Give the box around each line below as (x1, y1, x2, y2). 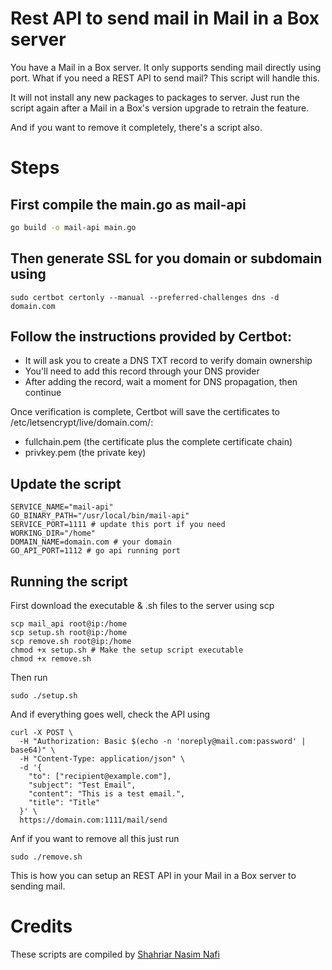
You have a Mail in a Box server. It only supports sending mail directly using (10, 61, 322, 73)
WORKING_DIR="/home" (10, 528, 97, 539)
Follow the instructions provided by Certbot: (10, 328, 293, 346)
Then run (10, 672, 48, 684)
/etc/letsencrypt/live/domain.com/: (10, 417, 154, 429)
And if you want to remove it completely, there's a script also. (10, 121, 263, 133)
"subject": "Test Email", (28, 780, 137, 791)
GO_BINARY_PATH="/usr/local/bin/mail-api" (10, 511, 190, 521)
